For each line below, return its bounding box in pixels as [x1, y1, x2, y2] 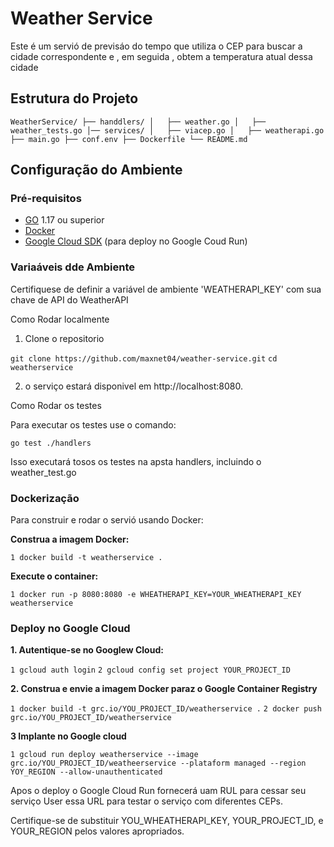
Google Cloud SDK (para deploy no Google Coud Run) [24, 235, 248, 247]
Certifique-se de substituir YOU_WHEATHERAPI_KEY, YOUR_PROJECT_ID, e [10, 815, 324, 827]
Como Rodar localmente [10, 313, 110, 325]
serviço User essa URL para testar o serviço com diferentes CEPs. [10, 795, 284, 807]
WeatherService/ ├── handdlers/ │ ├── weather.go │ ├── [10, 117, 267, 127]
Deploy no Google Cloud [10, 621, 131, 635]
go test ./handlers [10, 438, 92, 448]
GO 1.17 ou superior [24, 214, 105, 226]
